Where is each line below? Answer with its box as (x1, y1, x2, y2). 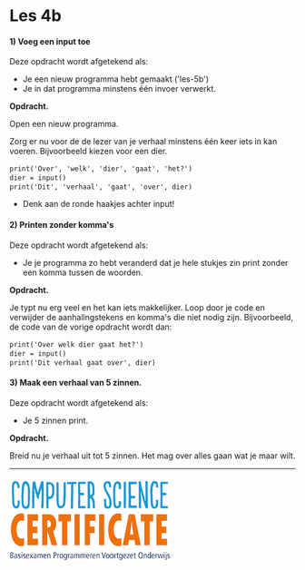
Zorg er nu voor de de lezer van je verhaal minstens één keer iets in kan (9, 136, 278, 147)
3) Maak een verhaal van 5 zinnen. (9, 378, 143, 388)
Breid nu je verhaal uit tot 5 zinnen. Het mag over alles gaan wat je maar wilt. (9, 450, 296, 461)
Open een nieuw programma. (9, 119, 119, 130)
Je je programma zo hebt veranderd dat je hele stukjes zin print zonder (22, 257, 289, 268)
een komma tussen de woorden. (22, 267, 143, 278)
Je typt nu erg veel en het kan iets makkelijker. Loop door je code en (9, 301, 265, 313)
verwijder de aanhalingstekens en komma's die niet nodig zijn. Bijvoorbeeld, (9, 311, 293, 322)
